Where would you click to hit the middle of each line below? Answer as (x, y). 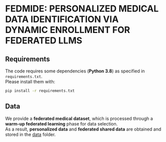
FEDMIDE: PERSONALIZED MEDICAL (82, 9)
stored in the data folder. (30, 134)
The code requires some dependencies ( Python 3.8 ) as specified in (75, 71)
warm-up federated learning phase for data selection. (61, 123)
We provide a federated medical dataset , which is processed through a (79, 118)
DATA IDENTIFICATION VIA (62, 19)
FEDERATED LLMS (44, 41)
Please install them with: (30, 81)
